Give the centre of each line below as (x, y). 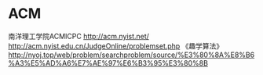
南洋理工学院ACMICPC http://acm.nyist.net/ (79, 36)
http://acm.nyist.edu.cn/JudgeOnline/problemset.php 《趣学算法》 (116, 46)
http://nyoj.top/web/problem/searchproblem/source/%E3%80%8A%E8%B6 (131, 55)
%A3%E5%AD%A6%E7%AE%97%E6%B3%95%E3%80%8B (108, 62)
